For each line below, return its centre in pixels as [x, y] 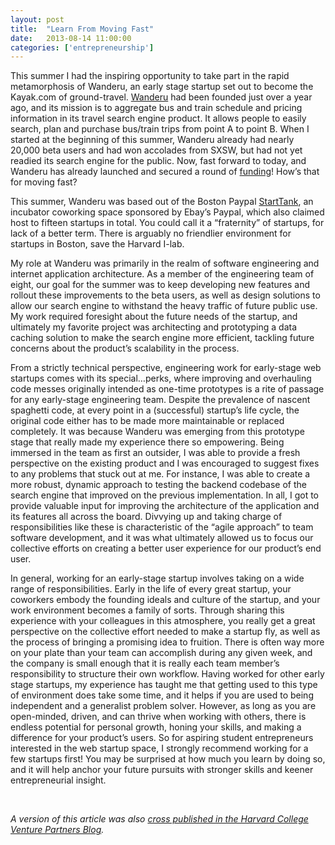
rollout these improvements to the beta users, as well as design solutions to [165, 295]
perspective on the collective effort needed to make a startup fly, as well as [165, 632]
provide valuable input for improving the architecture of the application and [165, 506]
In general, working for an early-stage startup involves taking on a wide [157, 578]
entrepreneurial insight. [58, 780]
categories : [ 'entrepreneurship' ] [82, 47]
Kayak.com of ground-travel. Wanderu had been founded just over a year [161, 97]
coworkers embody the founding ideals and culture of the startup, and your [165, 600]
